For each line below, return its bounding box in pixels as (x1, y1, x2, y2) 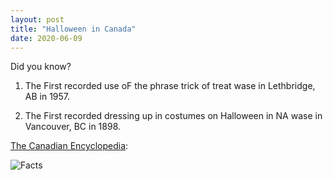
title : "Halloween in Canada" (10, 24, 137, 34)
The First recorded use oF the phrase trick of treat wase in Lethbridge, (24, 80, 316, 92)
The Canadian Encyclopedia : (10, 140, 129, 152)
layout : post (10, 14, 65, 25)
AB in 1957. (24, 91, 71, 103)
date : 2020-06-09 (10, 33, 83, 43)
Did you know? (10, 61, 72, 73)
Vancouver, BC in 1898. (24, 121, 122, 133)
